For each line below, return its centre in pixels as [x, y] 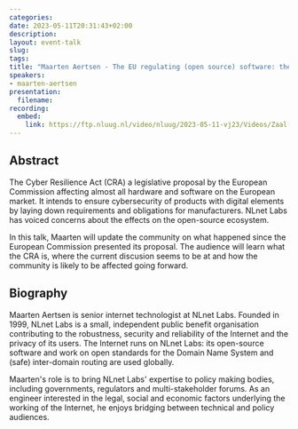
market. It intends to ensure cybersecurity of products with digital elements [147, 201]
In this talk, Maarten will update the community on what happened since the [148, 237]
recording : [29, 108]
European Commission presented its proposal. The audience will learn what [147, 246]
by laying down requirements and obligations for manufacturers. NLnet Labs [149, 211]
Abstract [34, 161]
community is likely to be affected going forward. [99, 265]
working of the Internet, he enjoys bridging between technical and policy [142, 407]
